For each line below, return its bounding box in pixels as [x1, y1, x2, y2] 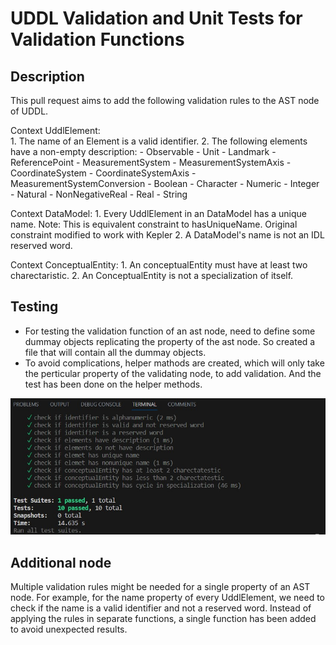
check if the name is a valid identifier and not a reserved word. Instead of [10, 602, 312, 614]
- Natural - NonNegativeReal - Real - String [10, 188, 188, 200]
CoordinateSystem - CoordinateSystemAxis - [10, 167, 197, 179]
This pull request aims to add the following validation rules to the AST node [10, 95, 320, 106]
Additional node [10, 554, 112, 571]
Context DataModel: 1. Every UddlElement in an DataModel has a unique [10, 208, 307, 219]
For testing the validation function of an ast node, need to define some [24, 325, 316, 337]
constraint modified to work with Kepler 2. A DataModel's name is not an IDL [10, 229, 325, 241]
